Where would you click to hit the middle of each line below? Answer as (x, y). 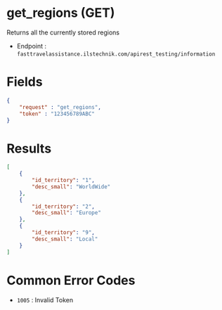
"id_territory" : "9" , (64, 233)
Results (29, 148)
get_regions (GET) (61, 13)
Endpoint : (32, 46)
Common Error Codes (71, 280)
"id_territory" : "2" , (64, 206)
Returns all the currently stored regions (63, 32)
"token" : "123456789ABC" (57, 114)
